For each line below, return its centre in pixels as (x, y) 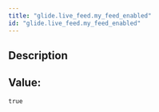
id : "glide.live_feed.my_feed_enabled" (75, 23)
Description (38, 56)
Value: (25, 83)
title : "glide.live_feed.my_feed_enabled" (80, 16)
